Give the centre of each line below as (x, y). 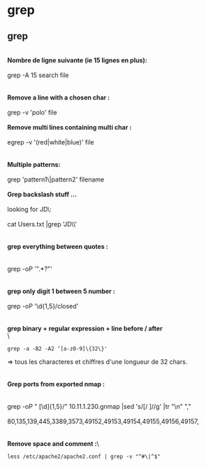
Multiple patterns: (34, 164)
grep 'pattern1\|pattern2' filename (56, 180)
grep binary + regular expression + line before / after (85, 329)
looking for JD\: (30, 209)
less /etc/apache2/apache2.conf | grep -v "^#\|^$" (84, 456)
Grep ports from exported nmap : (56, 384)
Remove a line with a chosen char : (59, 97)
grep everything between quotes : (58, 246)
